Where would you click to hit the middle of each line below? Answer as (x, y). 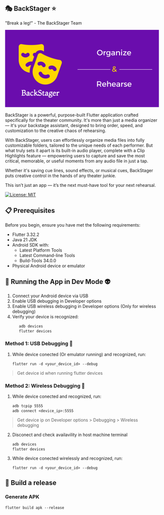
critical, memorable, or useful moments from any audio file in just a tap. (77, 161)
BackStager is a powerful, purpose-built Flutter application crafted (72, 115)
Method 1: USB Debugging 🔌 (39, 344)
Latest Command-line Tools (47, 255)
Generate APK (22, 497)
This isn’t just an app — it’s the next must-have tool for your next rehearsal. (81, 185)
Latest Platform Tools (41, 250)
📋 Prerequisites (30, 211)
